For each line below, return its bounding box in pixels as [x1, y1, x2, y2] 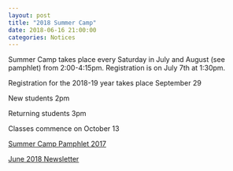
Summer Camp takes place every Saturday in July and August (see [8, 55, 226, 64]
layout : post [8, 11, 51, 20]
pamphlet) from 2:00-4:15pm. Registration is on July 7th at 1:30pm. [8, 64, 226, 73]
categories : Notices [8, 33, 76, 42]
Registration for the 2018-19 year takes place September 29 [8, 78, 202, 88]
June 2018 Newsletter [8, 155, 80, 164]
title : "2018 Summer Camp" [8, 19, 97, 27]
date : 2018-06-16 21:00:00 [8, 26, 97, 34]
